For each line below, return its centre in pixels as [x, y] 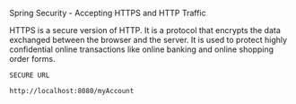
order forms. [32, 59]
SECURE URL [30, 75]
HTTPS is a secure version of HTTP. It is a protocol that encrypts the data [145, 30]
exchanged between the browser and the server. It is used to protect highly [148, 40]
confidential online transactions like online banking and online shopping [142, 49]
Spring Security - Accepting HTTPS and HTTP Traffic [108, 13]
